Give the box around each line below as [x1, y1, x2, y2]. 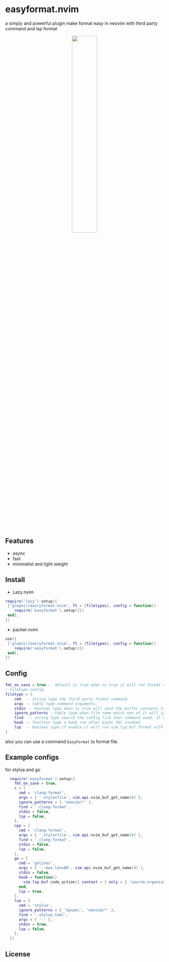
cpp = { [14, 823, 30, 828]
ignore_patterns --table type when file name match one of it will [14, 711, 158, 716]
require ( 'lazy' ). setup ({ [5, 599, 57, 604]
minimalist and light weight [12, 561, 68, 567]
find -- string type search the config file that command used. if [14, 715, 161, 720]
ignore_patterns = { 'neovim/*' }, [18, 799, 94, 805]
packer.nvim [12, 626, 38, 632]
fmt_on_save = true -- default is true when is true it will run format [5, 682, 161, 687]
